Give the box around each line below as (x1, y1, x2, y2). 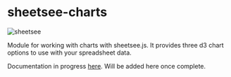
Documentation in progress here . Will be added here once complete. (7, 62, 206, 70)
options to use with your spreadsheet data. (7, 48, 132, 57)
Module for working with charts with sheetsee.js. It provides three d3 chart (7, 41, 224, 49)
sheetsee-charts (7, 4, 108, 20)
